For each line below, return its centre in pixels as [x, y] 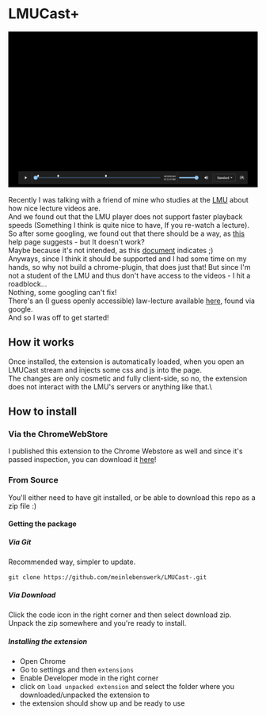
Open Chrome [42, 661]
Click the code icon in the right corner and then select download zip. [120, 615]
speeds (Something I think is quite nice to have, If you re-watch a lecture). [129, 225]
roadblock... [28, 284]
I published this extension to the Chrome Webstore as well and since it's [125, 451]
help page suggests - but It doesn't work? [76, 241]
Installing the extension [48, 641]
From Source [33, 480]
